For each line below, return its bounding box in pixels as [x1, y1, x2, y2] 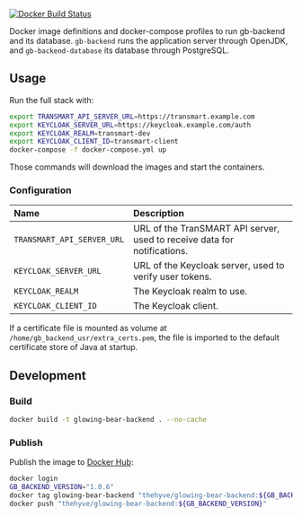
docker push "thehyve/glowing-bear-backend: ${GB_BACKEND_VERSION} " [9, 499, 268, 508]
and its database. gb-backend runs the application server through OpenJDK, [9, 36, 289, 46]
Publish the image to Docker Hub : [9, 457, 134, 468]
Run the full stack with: [9, 94, 94, 105]
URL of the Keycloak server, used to [133, 259, 285, 272]
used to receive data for [133, 233, 234, 246]
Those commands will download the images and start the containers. [9, 162, 265, 172]
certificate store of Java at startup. [9, 342, 138, 353]
